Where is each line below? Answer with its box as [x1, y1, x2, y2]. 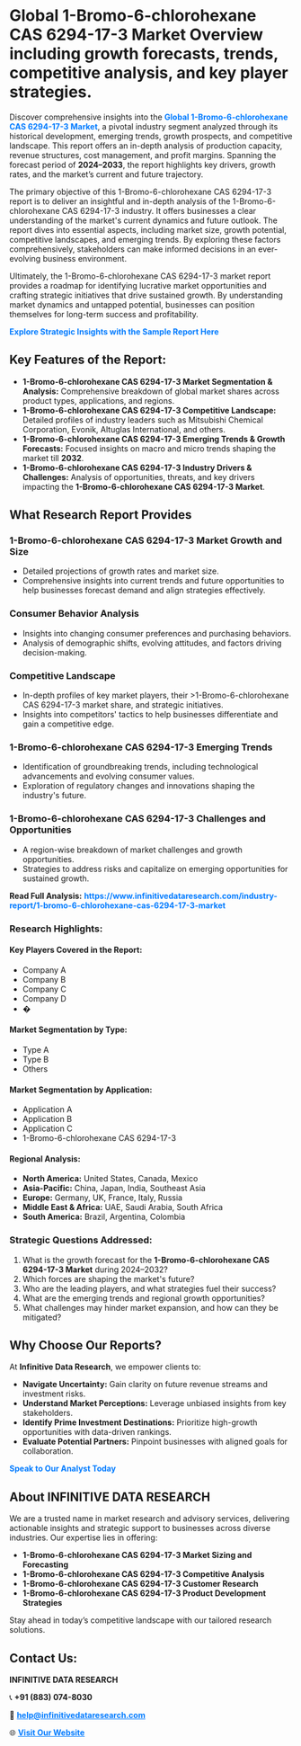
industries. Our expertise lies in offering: [9, 1532, 158, 1543]
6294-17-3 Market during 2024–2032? [22, 1264, 169, 1275]
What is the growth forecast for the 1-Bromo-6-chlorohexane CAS [22, 1254, 270, 1265]
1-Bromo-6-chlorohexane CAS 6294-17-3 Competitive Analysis [22, 1569, 265, 1580]
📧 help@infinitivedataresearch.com [9, 1710, 146, 1721]
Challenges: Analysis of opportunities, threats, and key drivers [22, 471, 255, 482]
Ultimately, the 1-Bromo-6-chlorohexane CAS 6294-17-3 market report [9, 271, 271, 281]
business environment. [42, 253, 128, 263]
